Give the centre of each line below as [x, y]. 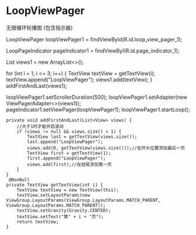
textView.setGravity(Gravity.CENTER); [64, 210]
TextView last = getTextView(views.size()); [82, 136]
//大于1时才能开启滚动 [40, 126]
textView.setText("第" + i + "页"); [60, 217]
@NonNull [19, 179]
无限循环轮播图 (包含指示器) [39, 27]
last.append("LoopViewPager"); [65, 141]
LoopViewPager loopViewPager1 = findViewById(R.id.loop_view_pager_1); [94, 39]
